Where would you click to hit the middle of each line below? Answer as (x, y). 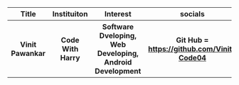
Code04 (192, 58)
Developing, (118, 53)
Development (118, 71)
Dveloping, (118, 36)
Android (118, 62)
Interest (118, 14)
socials (192, 14)
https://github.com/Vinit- (192, 49)
